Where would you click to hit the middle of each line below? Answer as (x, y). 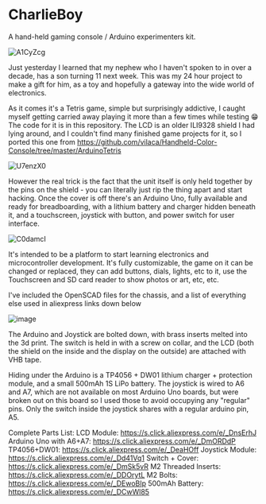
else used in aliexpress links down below (75, 303)
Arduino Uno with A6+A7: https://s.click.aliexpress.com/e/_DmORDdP (122, 441)
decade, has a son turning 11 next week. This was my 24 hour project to (125, 76)
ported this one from (42, 142)
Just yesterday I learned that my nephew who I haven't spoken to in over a (130, 67)
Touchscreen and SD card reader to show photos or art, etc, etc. (114, 279)
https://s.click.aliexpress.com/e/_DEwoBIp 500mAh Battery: (106, 483)
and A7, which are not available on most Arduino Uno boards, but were (123, 392)
